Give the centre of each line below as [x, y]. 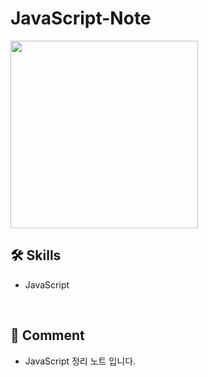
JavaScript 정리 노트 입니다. [80, 361]
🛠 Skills [36, 255]
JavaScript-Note [81, 18]
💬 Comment [47, 335]
